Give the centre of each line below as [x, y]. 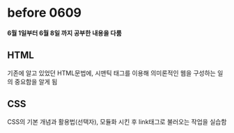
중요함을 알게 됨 [36, 81]
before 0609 [45, 13]
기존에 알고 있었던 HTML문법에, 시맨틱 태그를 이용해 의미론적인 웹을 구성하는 [111, 73]
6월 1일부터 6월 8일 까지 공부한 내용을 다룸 [64, 33]
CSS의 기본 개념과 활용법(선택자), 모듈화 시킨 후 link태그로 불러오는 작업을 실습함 [117, 122]
